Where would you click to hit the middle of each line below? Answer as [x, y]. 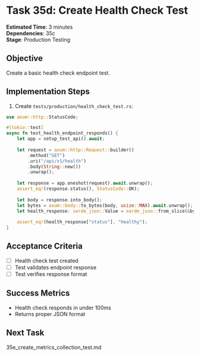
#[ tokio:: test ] [25, 128]
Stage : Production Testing [38, 39]
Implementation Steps [48, 92]
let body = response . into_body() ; [60, 200]
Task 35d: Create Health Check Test [97, 10]
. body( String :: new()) [54, 167]
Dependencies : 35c [31, 33]
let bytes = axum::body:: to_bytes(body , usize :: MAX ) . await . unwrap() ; [105, 205]
